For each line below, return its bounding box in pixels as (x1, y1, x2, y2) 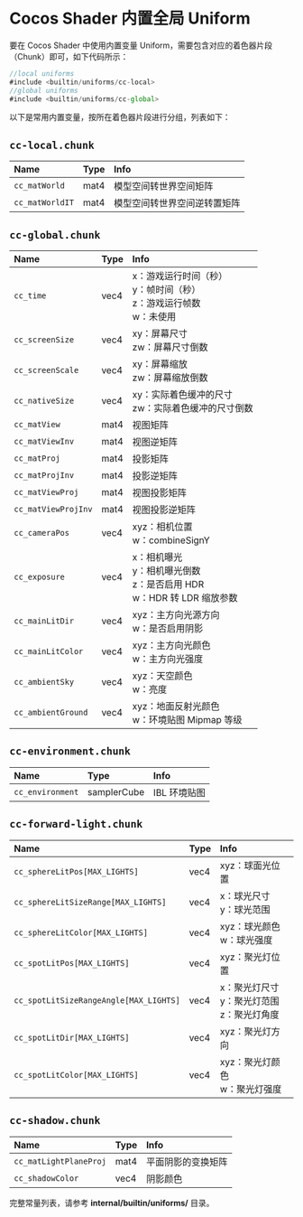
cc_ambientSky (14, 677, 75, 688)
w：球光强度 (219, 933, 273, 946)
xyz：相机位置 (132, 520, 193, 533)
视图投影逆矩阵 (132, 503, 197, 516)
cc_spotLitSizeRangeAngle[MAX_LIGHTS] (14, 995, 180, 1006)
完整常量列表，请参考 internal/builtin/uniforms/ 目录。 (9, 1197, 215, 1208)
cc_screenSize (14, 335, 75, 345)
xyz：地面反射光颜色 (132, 700, 220, 713)
